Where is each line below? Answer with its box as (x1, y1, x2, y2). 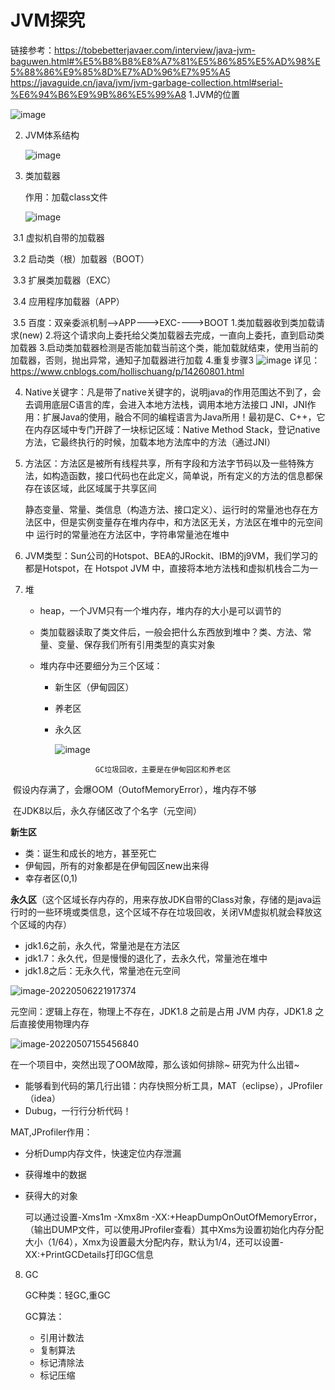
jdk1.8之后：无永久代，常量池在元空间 (24, 964, 181, 976)
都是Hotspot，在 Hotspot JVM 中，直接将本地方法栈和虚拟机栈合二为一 (24, 562, 319, 574)
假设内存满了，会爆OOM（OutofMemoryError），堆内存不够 (12, 783, 257, 795)
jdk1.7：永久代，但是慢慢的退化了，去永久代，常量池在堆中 (24, 952, 268, 964)
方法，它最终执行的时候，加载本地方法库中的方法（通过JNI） (24, 436, 277, 448)
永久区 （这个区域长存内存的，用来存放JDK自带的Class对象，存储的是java (10, 893, 313, 905)
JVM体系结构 (24, 129, 80, 141)
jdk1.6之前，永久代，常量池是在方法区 (24, 939, 181, 951)
